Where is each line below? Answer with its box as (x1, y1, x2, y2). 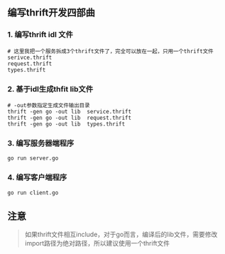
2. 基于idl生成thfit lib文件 (7, 84, 94, 94)
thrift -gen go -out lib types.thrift (7, 120, 126, 128)
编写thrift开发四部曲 (7, 6, 96, 19)
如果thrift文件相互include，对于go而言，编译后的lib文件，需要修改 (24, 230, 218, 239)
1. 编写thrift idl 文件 (7, 30, 73, 40)
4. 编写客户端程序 (7, 172, 67, 182)
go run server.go (7, 155, 59, 162)
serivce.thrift (7, 54, 53, 61)
